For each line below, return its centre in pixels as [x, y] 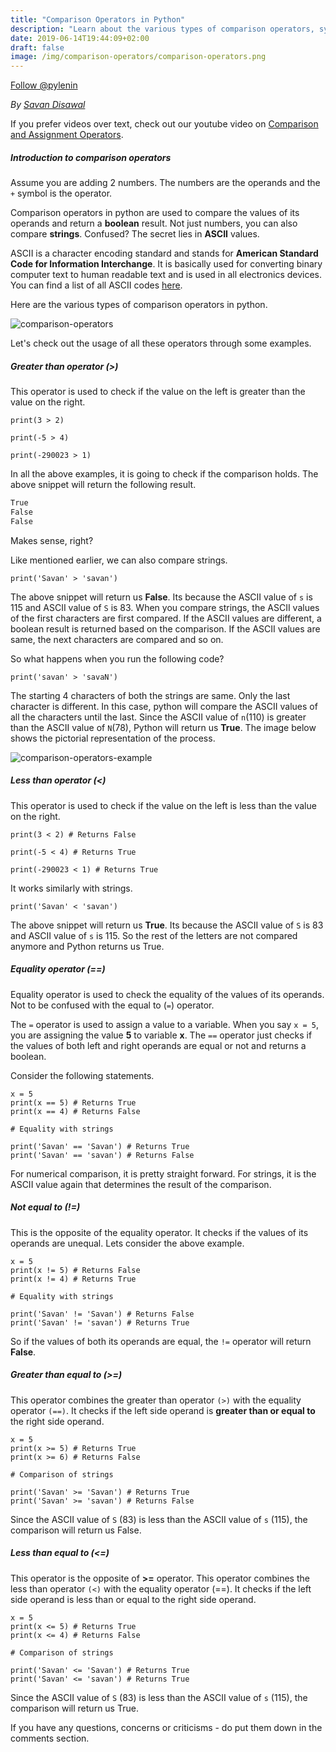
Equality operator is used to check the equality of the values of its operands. [167, 994]
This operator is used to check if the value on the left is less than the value [163, 805]
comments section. [50, 1738]
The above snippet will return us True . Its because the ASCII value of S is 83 [167, 925]
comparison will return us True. [74, 1708]
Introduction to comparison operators [91, 157]
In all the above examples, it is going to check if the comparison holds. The [164, 474]
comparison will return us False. [76, 1530]
